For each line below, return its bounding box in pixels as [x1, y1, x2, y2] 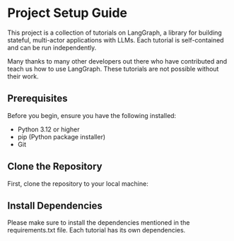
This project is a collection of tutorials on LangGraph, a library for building [7, 28, 223, 37]
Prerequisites [7, 93, 68, 105]
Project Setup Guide [7, 5, 128, 21]
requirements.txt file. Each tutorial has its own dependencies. [7, 226, 186, 235]
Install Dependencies [7, 199, 103, 211]
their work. [7, 72, 39, 81]
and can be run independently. [7, 43, 97, 52]
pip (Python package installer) [17, 132, 106, 141]
